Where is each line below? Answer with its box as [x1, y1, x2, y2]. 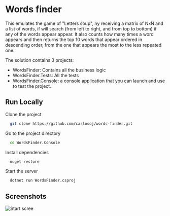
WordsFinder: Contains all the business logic [12, 67, 106, 73]
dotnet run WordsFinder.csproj [10, 178, 76, 183]
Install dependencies [5, 149, 49, 155]
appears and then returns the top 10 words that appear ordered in [5, 37, 143, 43]
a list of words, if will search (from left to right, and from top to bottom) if [5, 25, 157, 31]
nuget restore [10, 159, 40, 164]
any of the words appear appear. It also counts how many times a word [5, 31, 154, 37]
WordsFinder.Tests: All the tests [12, 72, 79, 78]
